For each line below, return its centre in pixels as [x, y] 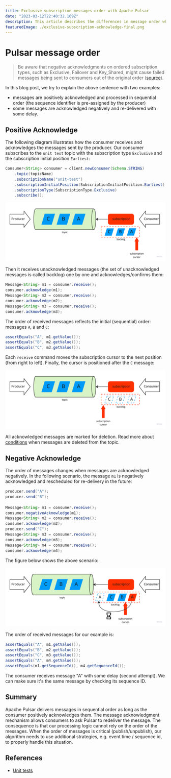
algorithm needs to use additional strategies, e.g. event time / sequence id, [83, 736]
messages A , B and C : [27, 327]
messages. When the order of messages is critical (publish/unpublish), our [83, 731]
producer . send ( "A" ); [27, 492]
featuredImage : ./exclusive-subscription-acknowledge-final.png [75, 27]
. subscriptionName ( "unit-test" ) [49, 179]
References [24, 758]
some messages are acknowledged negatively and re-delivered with [84, 108]
